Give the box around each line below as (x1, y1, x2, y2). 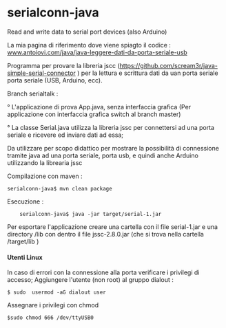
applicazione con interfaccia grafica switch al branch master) (7, 110, 181, 118)
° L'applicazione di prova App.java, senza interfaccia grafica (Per (7, 102, 192, 111)
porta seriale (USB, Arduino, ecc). (7, 76, 103, 84)
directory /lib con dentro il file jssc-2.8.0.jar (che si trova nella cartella (7, 230, 205, 238)
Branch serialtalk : (7, 89, 59, 98)
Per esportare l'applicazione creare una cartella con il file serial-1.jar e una (7, 222, 218, 231)
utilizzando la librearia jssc (7, 158, 83, 166)
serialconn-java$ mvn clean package (7, 185, 112, 192)
